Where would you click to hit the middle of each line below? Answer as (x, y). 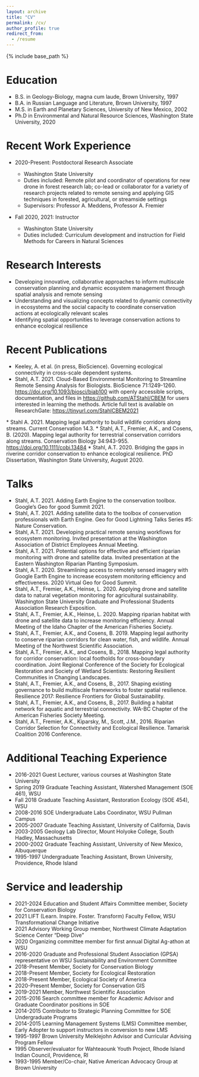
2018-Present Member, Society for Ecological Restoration (85, 973)
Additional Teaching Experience (87, 758)
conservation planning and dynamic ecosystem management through (100, 288)
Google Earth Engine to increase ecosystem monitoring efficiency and (100, 576)
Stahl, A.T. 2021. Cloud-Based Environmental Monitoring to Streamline (100, 379)
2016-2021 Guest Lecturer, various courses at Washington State (93, 774)
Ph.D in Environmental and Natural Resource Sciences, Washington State (104, 115)
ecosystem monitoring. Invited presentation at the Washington (91, 538)
